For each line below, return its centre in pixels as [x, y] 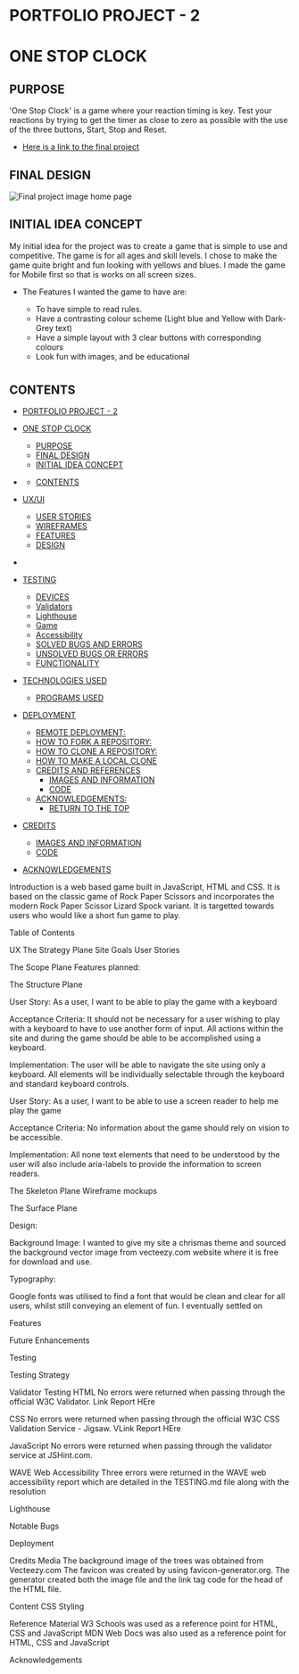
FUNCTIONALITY [67, 663]
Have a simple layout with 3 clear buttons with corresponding [148, 337]
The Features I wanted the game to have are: [104, 292]
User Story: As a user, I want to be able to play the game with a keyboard [143, 1002]
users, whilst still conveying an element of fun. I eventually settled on [136, 1306]
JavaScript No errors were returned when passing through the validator [141, 1446]
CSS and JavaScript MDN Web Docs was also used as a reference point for [148, 1633]
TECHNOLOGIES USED [64, 681]
